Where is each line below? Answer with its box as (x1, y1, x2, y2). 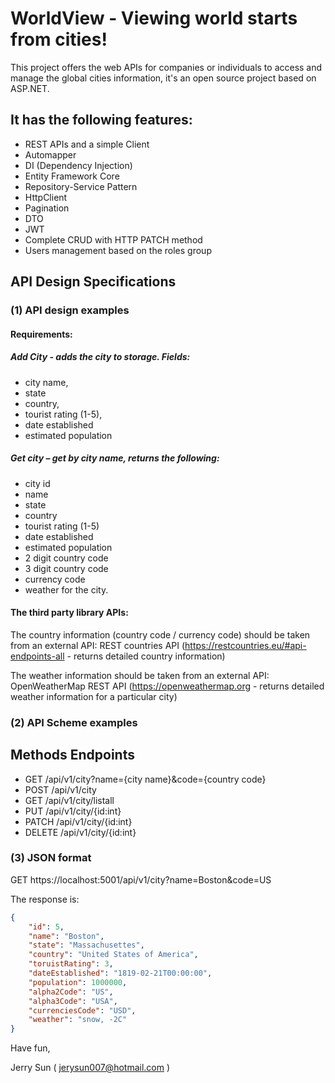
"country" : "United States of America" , (28, 950, 199, 960)
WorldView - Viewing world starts (10, 7, 298, 30)
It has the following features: (10, 112, 193, 129)
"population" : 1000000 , (28, 977, 128, 987)
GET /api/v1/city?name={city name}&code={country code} (24, 773, 267, 785)
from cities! (10, 28, 108, 51)
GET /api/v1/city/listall (24, 794, 115, 806)
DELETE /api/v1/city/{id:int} (24, 826, 137, 838)
